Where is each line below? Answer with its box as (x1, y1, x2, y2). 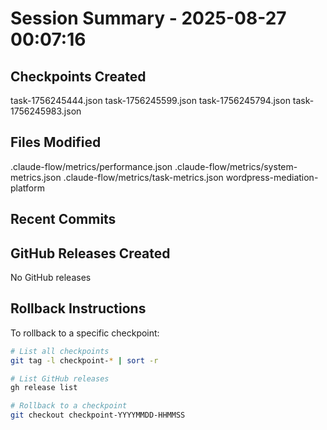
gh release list (10, 383, 78, 393)
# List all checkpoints (10, 346, 110, 356)
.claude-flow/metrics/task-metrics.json (63, 171, 224, 183)
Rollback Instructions (10, 300, 147, 317)
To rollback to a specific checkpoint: (10, 327, 160, 339)
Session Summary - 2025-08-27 (10, 7, 287, 30)
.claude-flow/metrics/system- (174, 160, 298, 172)
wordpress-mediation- (225, 171, 319, 183)
